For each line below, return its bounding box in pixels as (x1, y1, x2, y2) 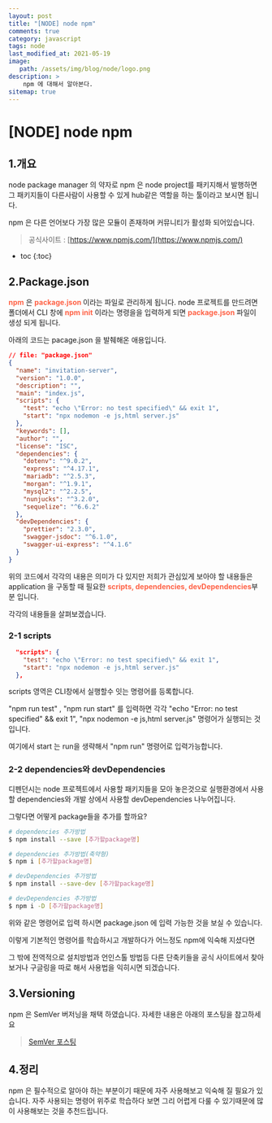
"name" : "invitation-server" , (15, 366, 118, 374)
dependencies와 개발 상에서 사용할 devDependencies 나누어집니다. (16, 794, 236, 804)
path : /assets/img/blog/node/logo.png (19, 65, 151, 73)
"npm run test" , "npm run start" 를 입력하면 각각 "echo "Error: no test (8, 704, 238, 714)
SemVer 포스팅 (28, 1037, 77, 1047)
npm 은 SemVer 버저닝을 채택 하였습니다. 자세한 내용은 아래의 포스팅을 (8, 1009, 233, 1019)
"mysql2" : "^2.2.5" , (23, 487, 93, 496)
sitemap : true (8, 87, 57, 96)
